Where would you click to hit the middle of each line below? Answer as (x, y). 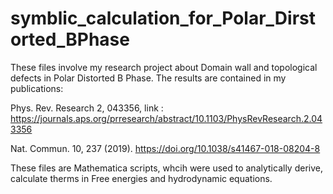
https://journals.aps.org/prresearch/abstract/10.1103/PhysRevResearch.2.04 (166, 118)
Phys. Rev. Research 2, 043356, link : (87, 108)
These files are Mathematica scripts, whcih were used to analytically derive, (166, 168)
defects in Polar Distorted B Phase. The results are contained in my (148, 78)
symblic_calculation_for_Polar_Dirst (163, 18)
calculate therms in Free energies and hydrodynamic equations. (141, 178)
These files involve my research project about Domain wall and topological (164, 67)
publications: (37, 88)
